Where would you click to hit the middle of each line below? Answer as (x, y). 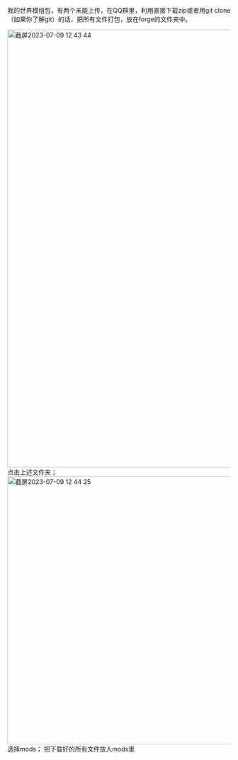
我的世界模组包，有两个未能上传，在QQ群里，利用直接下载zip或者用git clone (119, 10)
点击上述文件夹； (32, 472)
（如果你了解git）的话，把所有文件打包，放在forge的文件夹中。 (100, 19)
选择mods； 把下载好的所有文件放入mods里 (71, 749)
